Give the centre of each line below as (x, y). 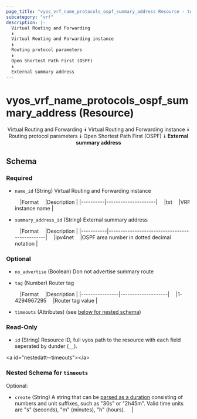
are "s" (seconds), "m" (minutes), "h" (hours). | (74, 410)
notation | (26, 243)
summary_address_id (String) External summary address (81, 219)
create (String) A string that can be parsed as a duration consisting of (98, 397)
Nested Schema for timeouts (47, 373)
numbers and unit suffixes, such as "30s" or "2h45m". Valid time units (99, 403)
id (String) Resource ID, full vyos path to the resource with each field (98, 340)
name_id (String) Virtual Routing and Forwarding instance (83, 190)
